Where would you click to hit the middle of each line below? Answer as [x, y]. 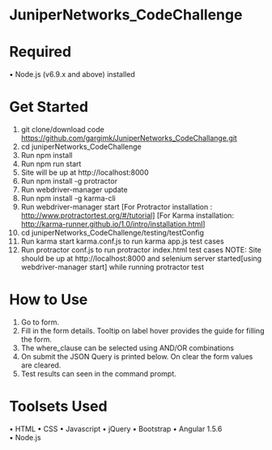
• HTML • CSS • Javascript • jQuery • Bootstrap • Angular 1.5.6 [116, 429]
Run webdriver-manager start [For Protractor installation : [117, 207]
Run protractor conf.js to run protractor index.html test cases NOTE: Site [141, 250]
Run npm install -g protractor [69, 181]
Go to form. [40, 322]
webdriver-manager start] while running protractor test [113, 267]
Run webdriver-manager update [74, 190]
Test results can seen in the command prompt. [98, 374]
